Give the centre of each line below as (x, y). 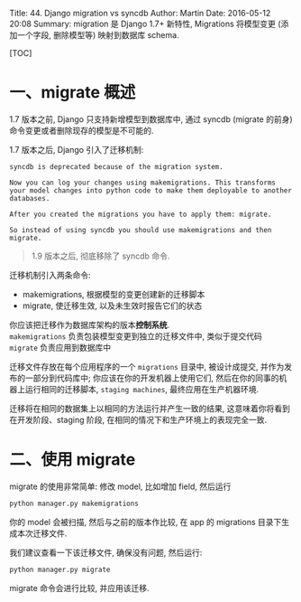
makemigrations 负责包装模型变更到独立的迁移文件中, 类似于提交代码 (136, 336)
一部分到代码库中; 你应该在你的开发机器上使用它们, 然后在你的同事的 (152, 378)
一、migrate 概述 (73, 93)
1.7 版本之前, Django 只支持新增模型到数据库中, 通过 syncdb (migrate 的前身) (151, 119)
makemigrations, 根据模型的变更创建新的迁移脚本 (114, 294)
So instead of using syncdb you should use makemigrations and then (141, 230)
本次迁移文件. (42, 533)
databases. (30, 198)
